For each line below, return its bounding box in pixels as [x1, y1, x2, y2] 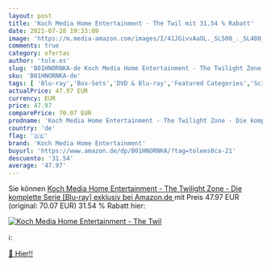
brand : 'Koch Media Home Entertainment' [8, 139, 147, 148]
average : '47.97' [8, 162, 67, 170]
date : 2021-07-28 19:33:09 [8, 27, 99, 35]
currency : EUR [8, 94, 56, 102]
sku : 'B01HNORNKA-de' [8, 72, 81, 80]
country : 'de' [8, 124, 56, 132]
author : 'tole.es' [8, 57, 70, 65]
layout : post [8, 11, 52, 20]
